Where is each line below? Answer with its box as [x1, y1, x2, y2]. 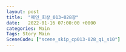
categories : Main [6, 25, 50, 32]
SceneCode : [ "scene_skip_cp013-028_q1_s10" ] [6, 36, 121, 42]
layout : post [6, 8, 39, 15]
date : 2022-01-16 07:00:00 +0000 [6, 20, 96, 26]
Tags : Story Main [6, 31, 50, 37]
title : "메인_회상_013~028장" [6, 14, 79, 20]
